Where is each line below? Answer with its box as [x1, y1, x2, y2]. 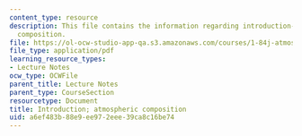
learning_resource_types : [9, 55, 106, 64]
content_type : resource [9, 13, 99, 22]
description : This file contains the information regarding [9, 21, 240, 30]
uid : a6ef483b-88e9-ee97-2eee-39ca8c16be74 [9, 113, 175, 122]
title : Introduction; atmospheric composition [9, 105, 187, 114]
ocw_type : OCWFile [9, 72, 78, 81]
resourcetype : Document [9, 96, 99, 106]
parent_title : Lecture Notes [9, 80, 119, 89]
